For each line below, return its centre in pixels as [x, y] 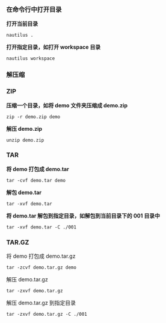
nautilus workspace [31, 58]
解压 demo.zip [24, 128]
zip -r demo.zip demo [33, 117]
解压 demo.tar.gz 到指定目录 [41, 303]
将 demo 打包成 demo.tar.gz [41, 256]
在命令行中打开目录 [34, 9]
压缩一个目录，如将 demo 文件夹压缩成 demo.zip [67, 105]
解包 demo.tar [24, 192]
